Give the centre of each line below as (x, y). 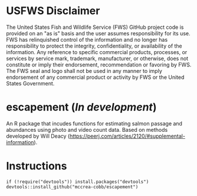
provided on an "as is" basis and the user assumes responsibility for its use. (98, 33)
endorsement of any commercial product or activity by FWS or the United (95, 77)
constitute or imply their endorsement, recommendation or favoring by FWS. (99, 64)
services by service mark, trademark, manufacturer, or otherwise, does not (97, 58)
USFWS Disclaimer (53, 11)
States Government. (30, 83)
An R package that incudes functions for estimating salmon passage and (94, 123)
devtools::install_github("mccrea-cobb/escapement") (72, 187)
